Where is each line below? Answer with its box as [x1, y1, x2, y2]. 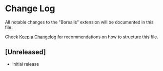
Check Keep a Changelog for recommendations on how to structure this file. [5, 34, 159, 40]
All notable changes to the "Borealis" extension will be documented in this [5, 19, 154, 25]
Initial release [12, 61, 39, 67]
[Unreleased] [5, 48, 46, 56]
